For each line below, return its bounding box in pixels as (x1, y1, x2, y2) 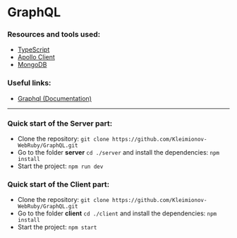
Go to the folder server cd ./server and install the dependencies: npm (17, 148, 220, 157)
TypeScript (17, 45, 50, 54)
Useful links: (7, 78, 51, 88)
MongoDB (17, 61, 47, 69)
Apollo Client (17, 53, 55, 61)
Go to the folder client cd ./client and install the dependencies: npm (17, 209, 217, 218)
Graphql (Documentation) (17, 94, 92, 102)
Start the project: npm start (17, 223, 97, 232)
